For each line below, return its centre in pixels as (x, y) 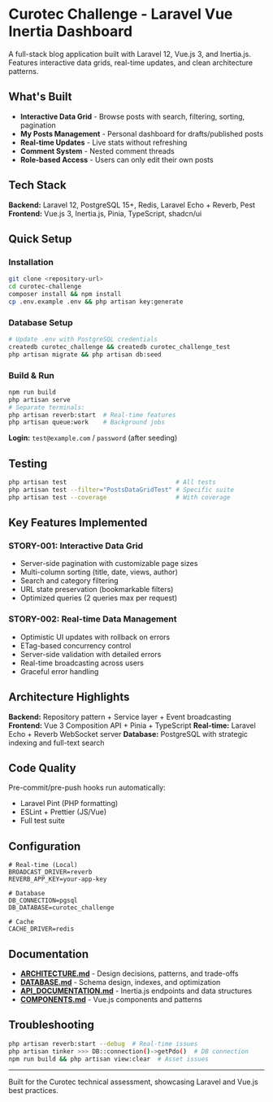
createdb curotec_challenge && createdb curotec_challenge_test (119, 346)
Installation (31, 262)
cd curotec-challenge (45, 287)
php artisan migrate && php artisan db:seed (85, 355)
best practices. (33, 1091)
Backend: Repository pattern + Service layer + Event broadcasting (120, 717)
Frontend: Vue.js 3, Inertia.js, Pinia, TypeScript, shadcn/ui (105, 213)
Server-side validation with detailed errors (91, 654)
